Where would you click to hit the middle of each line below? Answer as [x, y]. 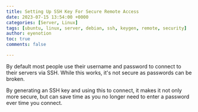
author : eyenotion [29, 34]
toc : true [18, 39]
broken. [15, 79]
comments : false [26, 45]
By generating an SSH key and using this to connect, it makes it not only [94, 90]
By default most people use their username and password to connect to [94, 66]
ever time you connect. [34, 103]
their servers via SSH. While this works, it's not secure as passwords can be [99, 73]
